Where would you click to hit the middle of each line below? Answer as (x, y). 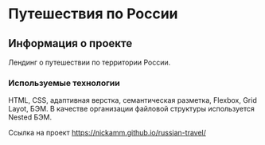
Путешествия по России (93, 14)
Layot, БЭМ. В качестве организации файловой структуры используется (131, 109)
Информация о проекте (70, 43)
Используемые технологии (64, 83)
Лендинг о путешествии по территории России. (90, 62)
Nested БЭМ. (30, 117)
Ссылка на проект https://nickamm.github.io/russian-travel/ (107, 133)
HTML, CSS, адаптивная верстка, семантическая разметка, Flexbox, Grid (132, 100)
